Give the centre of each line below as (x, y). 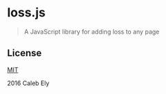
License (24, 53)
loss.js (27, 13)
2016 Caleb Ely (28, 83)
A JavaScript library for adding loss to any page (92, 32)
